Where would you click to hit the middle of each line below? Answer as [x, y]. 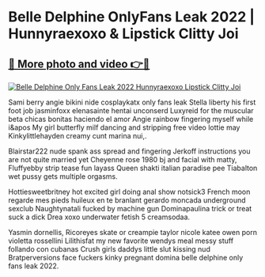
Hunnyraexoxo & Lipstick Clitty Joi [123, 34]
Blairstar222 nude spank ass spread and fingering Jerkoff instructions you [129, 151]
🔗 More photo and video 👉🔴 [79, 64]
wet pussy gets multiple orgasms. [63, 176]
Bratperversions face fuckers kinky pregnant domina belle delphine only [126, 258]
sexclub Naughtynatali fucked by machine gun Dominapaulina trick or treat [130, 209]
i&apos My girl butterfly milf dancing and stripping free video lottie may [124, 127]
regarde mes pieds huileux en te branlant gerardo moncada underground [127, 200]
